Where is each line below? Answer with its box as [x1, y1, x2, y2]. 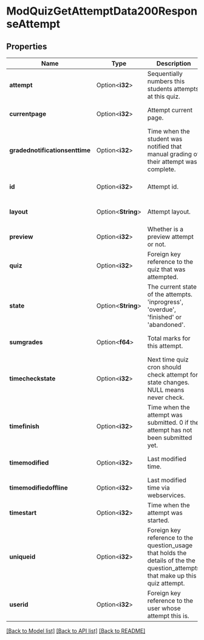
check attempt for [147, 371, 199, 379]
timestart [9, 508, 37, 517]
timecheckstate [9, 374, 56, 383]
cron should [147, 363, 182, 371]
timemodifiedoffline [9, 483, 68, 492]
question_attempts [147, 564, 200, 572]
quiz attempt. [147, 579, 185, 587]
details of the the [147, 556, 195, 565]
